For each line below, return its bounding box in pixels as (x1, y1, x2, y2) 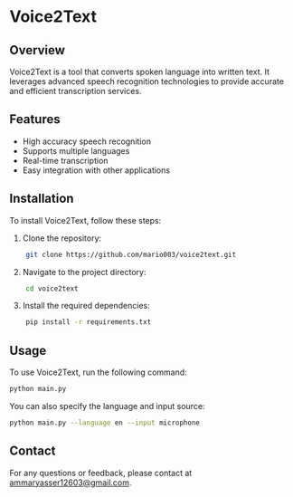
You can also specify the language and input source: (9, 400, 205, 411)
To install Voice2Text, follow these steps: (9, 215, 162, 225)
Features (9, 111, 61, 128)
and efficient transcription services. (9, 86, 142, 96)
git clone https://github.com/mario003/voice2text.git (25, 250, 237, 259)
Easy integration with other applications (22, 165, 170, 176)
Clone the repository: (22, 233, 102, 244)
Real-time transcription (22, 155, 109, 166)
